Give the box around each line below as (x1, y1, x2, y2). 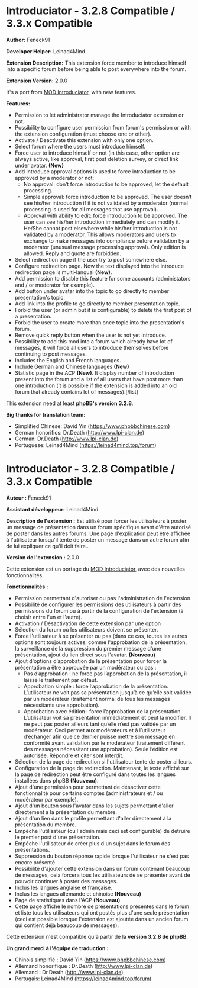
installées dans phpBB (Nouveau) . (14, 777, 99, 784)
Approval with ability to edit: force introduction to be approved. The (23, 212, 187, 219)
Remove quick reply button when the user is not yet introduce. (14, 332, 167, 339)
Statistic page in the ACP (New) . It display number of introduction (14, 369, 174, 376)
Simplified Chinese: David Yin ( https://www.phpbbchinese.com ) (14, 422, 170, 430)
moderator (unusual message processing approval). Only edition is (23, 243, 186, 250)
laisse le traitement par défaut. (23, 676, 98, 683)
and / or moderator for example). (14, 281, 95, 288)
